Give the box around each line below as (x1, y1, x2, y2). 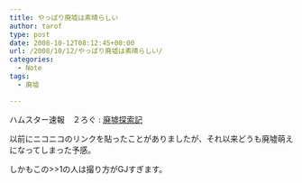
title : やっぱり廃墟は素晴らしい (9, 13, 119, 23)
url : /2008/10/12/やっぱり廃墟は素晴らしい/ (9, 47, 163, 56)
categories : (9, 55, 54, 64)
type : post (9, 30, 50, 39)
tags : (9, 72, 30, 81)
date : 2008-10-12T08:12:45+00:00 (9, 38, 135, 48)
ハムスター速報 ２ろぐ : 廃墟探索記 (9, 114, 142, 124)
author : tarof (9, 22, 63, 31)
